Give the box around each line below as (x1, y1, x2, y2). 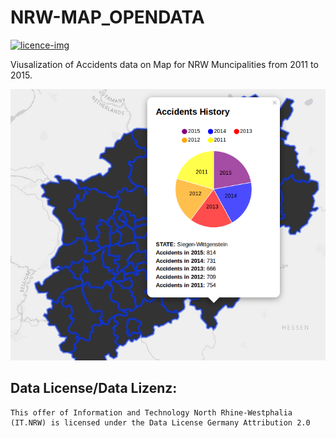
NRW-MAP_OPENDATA (10, 6, 205, 29)
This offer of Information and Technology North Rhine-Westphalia (10, 407, 293, 418)
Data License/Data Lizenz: (10, 380, 178, 397)
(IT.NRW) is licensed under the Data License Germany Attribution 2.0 (10, 417, 311, 428)
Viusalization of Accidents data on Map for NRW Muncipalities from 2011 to (10, 58, 319, 70)
